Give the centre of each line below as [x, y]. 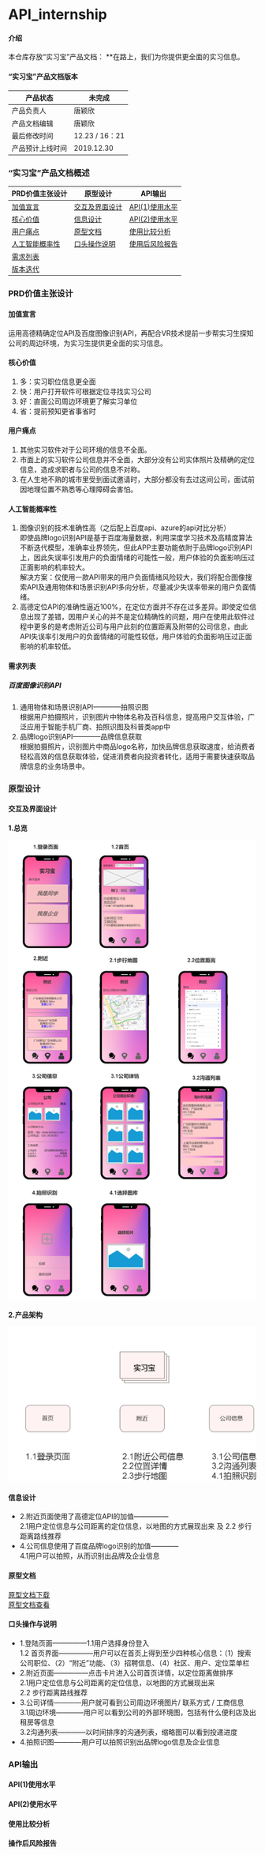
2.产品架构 [26, 1315]
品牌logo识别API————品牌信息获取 [80, 736]
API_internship [58, 15]
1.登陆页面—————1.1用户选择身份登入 [84, 1643]
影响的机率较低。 [47, 646]
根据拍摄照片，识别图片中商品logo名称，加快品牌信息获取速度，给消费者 [137, 746]
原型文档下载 [29, 1594]
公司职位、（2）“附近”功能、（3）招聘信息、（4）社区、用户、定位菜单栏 [134, 1663]
